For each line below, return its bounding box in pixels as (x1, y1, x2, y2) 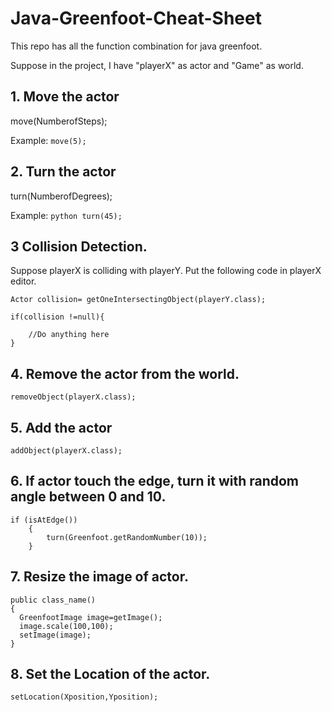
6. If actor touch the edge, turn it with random (10, 473, 300, 490)
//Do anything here (28, 330, 110, 340)
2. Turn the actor (10, 163, 117, 181)
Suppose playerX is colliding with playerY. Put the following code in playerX (10, 265, 322, 277)
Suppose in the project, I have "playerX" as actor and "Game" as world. (10, 59, 304, 71)
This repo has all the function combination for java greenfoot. (10, 40, 263, 52)
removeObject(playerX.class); (10, 392, 137, 402)
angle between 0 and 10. (10, 488, 167, 506)
